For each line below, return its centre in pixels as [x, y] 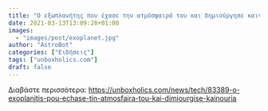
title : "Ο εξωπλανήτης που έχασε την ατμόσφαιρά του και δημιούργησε [126, 15]
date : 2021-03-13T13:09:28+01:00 [64, 23]
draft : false [30, 67]
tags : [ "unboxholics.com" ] [53, 60]
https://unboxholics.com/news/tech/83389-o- [164, 90]
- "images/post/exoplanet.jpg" [67, 38]
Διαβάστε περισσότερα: [47, 90]
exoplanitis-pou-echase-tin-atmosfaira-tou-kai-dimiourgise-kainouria [122, 98]
